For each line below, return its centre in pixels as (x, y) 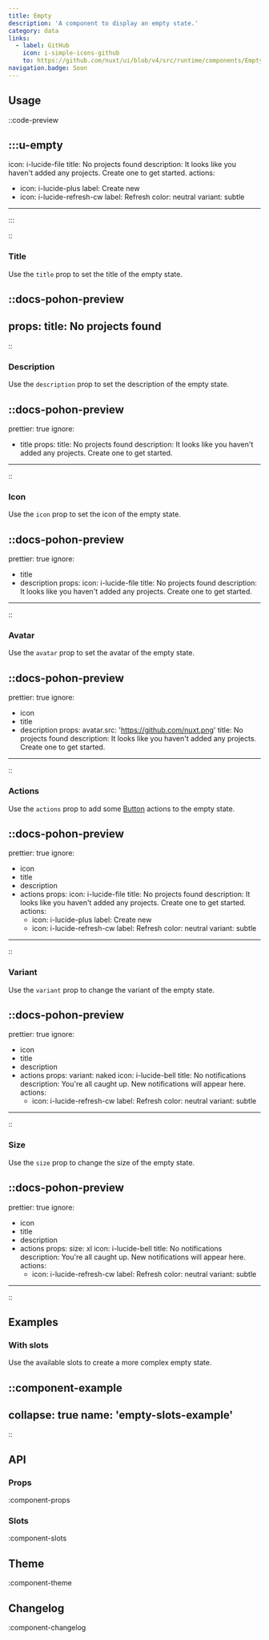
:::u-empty (36, 145)
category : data (34, 31)
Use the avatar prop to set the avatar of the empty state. (101, 653)
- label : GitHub (42, 46)
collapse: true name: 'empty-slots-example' (121, 1415)
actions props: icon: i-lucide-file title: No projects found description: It (135, 894)
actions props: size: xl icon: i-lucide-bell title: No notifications (121, 1248)
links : (19, 38)
